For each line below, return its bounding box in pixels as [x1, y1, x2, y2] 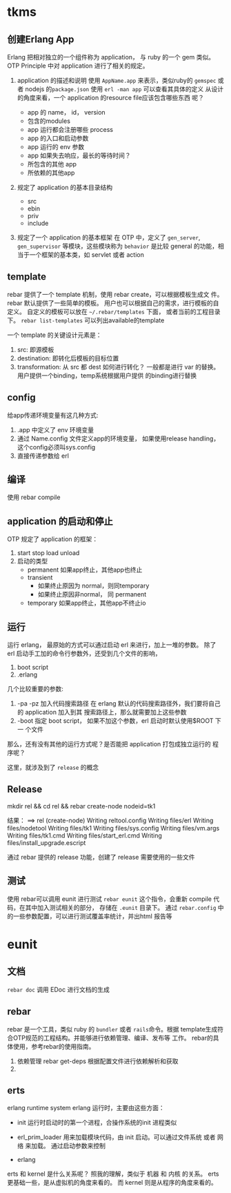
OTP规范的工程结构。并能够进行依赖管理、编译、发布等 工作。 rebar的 [12, 1034, 214, 1042]
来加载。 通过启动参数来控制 [25, 1142, 106, 1150]
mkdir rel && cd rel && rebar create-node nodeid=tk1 [7, 802, 156, 810]
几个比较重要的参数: [7, 685, 64, 693]
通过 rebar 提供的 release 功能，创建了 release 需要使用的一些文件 [7, 853, 195, 861]
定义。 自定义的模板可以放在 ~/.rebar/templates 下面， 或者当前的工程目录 [7, 307, 221, 316]
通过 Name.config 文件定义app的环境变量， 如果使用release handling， [17, 434, 220, 443]
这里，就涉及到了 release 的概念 [7, 764, 99, 772]
